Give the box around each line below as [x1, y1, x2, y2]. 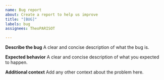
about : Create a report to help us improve [5, 12, 98, 17]
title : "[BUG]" [5, 17, 37, 22]
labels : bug [5, 21, 30, 27]
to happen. [5, 59, 28, 65]
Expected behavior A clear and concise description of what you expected [5, 54, 159, 60]
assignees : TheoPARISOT [5, 26, 56, 31]
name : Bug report [5, 7, 42, 13]
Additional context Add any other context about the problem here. [5, 69, 144, 75]
